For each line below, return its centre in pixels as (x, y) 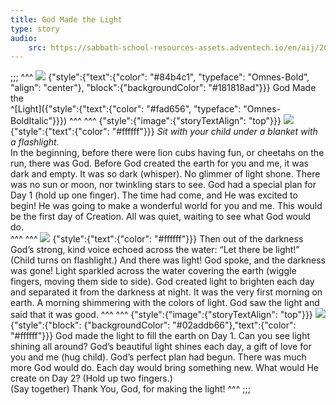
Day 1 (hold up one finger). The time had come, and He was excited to (154, 195)
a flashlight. (35, 142)
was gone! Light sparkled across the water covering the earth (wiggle (153, 271)
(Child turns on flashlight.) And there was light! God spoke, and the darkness (168, 260)
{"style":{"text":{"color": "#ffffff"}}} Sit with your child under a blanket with (164, 132)
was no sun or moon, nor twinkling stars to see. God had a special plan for (163, 185)
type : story (35, 29)
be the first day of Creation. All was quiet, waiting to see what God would (161, 217)
